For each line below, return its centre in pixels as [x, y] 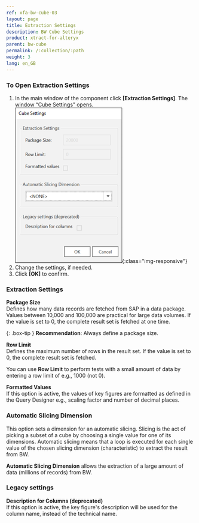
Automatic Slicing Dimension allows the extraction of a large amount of [95, 466]
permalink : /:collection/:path [45, 51]
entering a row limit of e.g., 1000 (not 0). [56, 376]
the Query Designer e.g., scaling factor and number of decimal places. [93, 400]
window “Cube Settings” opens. [54, 104]
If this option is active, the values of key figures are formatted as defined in [99, 394]
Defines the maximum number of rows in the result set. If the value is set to [99, 351]
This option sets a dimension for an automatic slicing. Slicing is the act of [96, 429]
